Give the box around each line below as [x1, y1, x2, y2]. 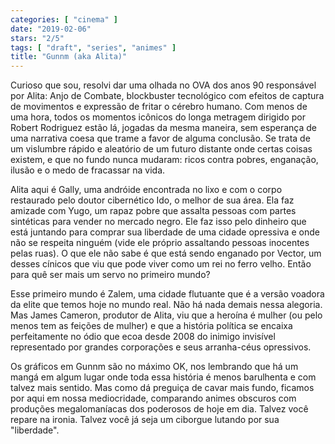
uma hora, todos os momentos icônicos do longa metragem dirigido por [10, 111, 306, 123]
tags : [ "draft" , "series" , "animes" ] [10, 42, 177, 53]
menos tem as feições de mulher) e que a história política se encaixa [10, 320, 293, 332]
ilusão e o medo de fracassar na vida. [10, 164, 166, 176]
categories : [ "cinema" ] [10, 14, 118, 25]
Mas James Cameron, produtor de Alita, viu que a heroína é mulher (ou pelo [10, 309, 323, 321]
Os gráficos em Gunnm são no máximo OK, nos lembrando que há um [10, 361, 299, 373]
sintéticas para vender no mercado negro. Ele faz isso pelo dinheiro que [10, 216, 307, 228]
